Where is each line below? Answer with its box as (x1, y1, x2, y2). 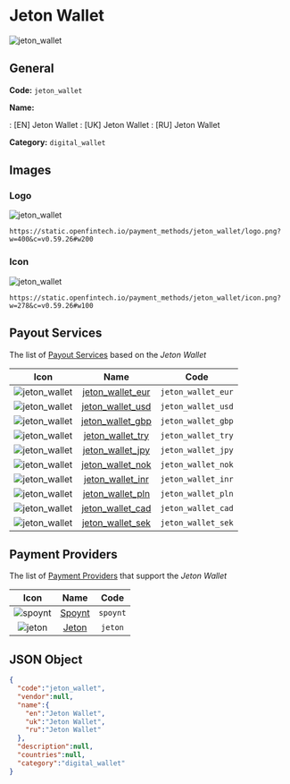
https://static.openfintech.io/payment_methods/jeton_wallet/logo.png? (9, 227, 281, 236)
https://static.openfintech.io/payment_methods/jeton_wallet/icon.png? (9, 293, 281, 303)
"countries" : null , (17, 751, 87, 760)
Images (9, 163, 52, 178)
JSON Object (9, 652, 83, 667)
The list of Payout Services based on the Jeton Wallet (9, 349, 207, 360)
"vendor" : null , (17, 692, 74, 701)
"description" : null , (17, 742, 94, 752)
